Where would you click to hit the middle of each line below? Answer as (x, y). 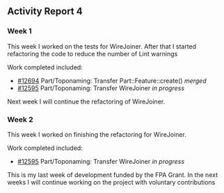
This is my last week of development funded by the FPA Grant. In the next (112, 175)
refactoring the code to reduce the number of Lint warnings (93, 53)
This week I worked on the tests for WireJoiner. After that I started (102, 46)
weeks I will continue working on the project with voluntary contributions (111, 182)
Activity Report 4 (45, 11)
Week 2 (20, 119)
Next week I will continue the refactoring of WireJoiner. (86, 101)
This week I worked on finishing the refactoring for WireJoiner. (97, 134)
